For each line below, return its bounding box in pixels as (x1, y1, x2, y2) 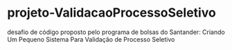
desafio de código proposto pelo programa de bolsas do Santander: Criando (7, 28, 225, 36)
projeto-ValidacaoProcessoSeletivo (7, 5, 216, 21)
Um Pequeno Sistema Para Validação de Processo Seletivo (7, 35, 175, 43)
